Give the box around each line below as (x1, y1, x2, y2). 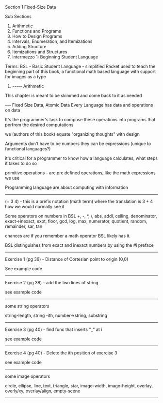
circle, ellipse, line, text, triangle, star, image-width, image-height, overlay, (5, 383, 153, 388)
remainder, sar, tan (5, 223, 43, 229)
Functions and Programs (12, 28, 62, 34)
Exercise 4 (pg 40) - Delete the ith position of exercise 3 (5, 350, 117, 356)
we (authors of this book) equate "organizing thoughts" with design (5, 131, 140, 137)
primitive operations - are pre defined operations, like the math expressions (5, 170, 156, 176)
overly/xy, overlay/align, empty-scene (5, 388, 81, 394)
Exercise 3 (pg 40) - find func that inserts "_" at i (5, 327, 102, 332)
